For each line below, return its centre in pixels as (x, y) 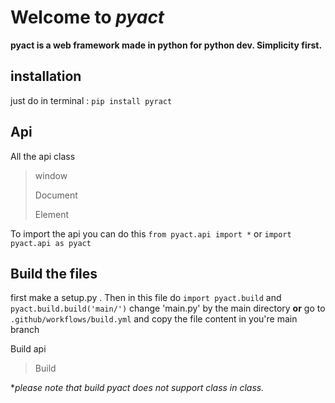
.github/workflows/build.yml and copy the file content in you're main (154, 319)
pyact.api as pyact (51, 243)
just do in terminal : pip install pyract (91, 100)
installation (46, 76)
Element (52, 214)
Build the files (54, 273)
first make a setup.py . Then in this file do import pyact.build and (146, 298)
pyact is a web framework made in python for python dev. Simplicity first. (166, 45)
